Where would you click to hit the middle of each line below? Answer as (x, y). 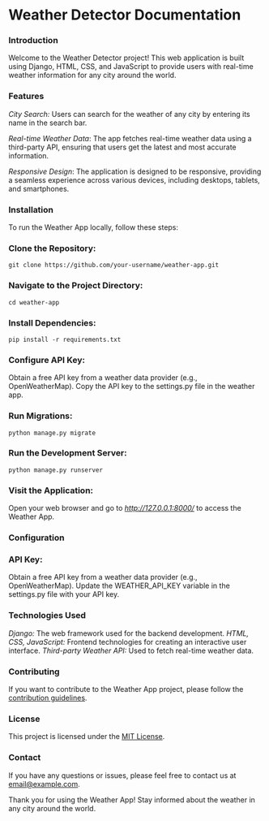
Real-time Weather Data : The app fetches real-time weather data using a (130, 138)
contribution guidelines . (48, 698)
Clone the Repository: (52, 248)
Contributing (34, 672)
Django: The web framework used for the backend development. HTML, (129, 633)
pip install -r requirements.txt (65, 339)
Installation (31, 210)
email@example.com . (45, 784)
